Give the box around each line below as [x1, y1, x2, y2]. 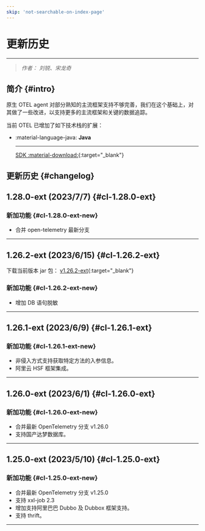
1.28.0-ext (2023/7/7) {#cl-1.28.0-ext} [6, 192, 157, 202]
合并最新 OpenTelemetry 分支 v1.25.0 [15, 489, 109, 496]
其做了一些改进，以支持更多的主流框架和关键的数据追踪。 [6, 109, 151, 116]
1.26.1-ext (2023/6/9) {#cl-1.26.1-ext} [6, 322, 153, 333]
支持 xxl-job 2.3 [15, 496, 55, 504]
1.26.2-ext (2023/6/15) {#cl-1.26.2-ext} [6, 250, 160, 260]
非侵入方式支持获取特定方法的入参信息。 [15, 357, 117, 364]
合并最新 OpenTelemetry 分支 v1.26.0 [15, 422, 109, 430]
